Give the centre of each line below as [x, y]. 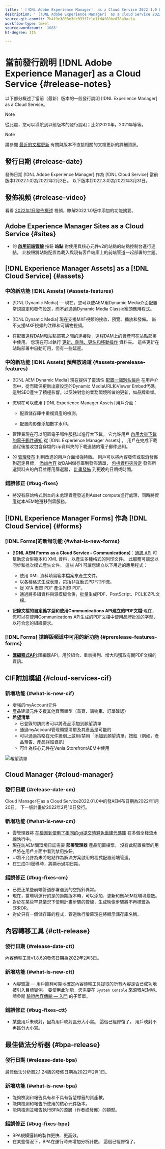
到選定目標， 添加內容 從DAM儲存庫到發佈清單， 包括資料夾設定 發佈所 [84, 463]
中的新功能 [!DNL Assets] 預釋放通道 [48, 362]
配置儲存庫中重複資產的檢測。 [50, 413]
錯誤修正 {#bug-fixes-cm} [37, 878]
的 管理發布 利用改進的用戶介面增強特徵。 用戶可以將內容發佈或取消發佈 [85, 457]
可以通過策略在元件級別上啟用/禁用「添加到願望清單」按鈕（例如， [87, 736]
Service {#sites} [31, 234]
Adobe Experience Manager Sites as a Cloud [74, 226]
